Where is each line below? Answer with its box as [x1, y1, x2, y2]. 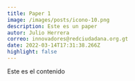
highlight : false [7, 49, 57, 56]
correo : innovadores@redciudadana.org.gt [7, 36, 129, 43]
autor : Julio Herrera [7, 29, 70, 36]
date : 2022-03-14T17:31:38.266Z [7, 42, 100, 49]
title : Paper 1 [7, 10, 51, 17]
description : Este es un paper [7, 23, 98, 30]
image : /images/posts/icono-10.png [7, 16, 110, 23]
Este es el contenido [7, 67, 66, 76]
